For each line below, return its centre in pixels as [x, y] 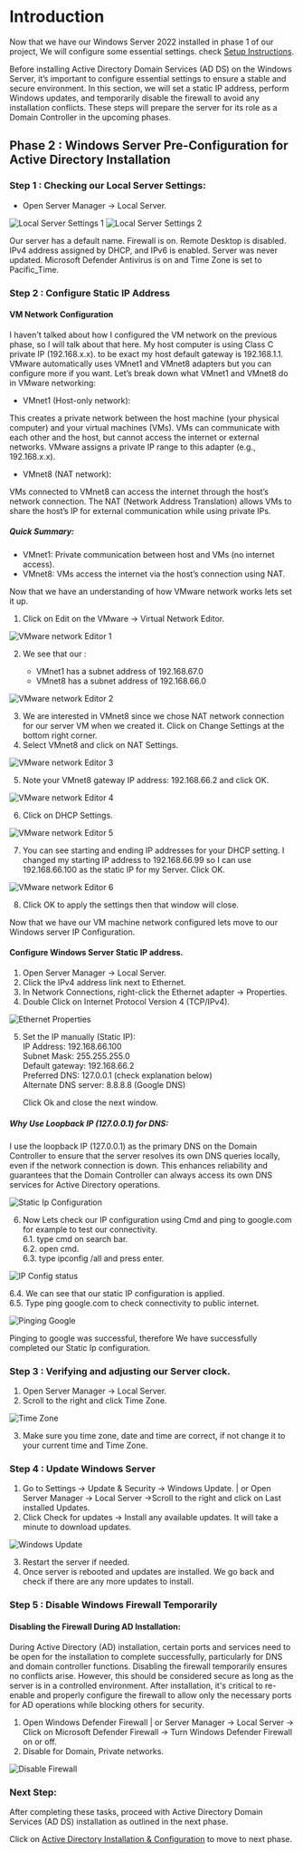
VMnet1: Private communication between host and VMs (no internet [148, 554]
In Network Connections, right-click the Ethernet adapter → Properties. [155, 992]
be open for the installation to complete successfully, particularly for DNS [146, 1656]
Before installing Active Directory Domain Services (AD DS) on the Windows [151, 69]
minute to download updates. [77, 1527]
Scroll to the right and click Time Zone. [95, 1401]
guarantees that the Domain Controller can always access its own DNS [141, 1175]
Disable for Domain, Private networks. [93, 1751]
